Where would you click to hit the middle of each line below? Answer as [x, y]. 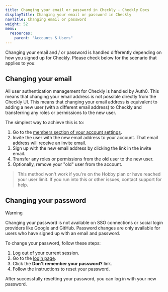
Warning [14, 213]
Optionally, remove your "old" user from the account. [67, 164]
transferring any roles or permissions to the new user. [61, 112]
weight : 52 [17, 24]
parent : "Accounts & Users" [44, 38]
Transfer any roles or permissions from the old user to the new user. [83, 159]
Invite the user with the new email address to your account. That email [85, 137]
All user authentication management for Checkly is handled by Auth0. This [82, 91]
